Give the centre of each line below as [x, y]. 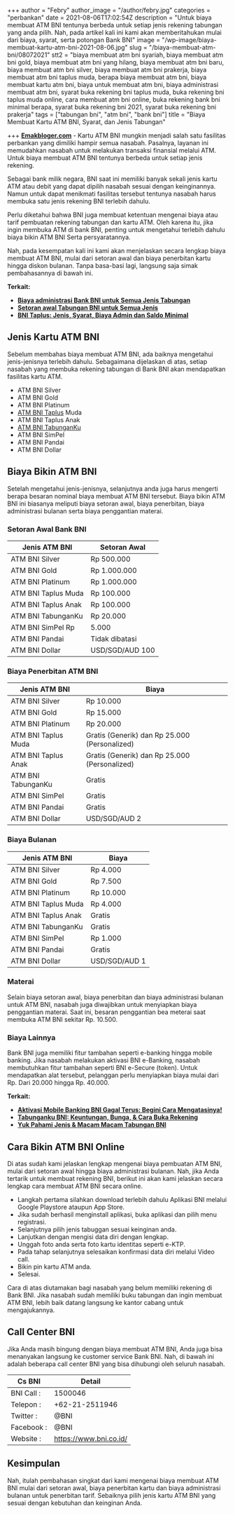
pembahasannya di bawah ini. [50, 273]
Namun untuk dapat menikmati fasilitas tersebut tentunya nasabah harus [112, 194]
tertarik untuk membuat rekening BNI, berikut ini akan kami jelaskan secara [115, 1178]
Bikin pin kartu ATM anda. [55, 1266]
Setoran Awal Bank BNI [47, 529]
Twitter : [24, 1416]
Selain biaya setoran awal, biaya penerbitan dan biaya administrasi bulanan [115, 997]
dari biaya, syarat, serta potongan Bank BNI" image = [84, 40]
